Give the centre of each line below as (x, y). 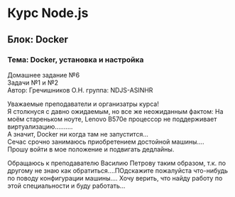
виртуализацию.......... (40, 127)
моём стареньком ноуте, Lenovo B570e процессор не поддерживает (112, 119)
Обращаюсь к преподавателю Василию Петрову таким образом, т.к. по (116, 163)
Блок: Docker (38, 39)
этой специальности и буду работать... (66, 186)
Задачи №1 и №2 (33, 82)
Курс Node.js (48, 13)
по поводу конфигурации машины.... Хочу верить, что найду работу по (115, 178)
